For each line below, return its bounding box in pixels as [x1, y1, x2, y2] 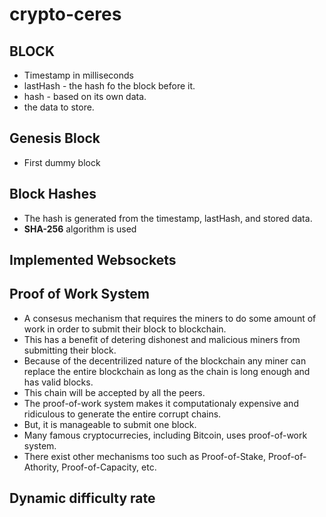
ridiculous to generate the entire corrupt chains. [23, 408, 222, 420]
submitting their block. [23, 344, 117, 356]
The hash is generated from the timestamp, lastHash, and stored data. [23, 212, 313, 224]
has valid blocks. [23, 376, 94, 388]
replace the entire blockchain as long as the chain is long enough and [23, 365, 311, 377]
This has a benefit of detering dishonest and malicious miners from [23, 333, 301, 345]
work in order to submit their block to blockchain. [23, 323, 227, 335]
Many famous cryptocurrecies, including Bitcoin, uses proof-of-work [23, 429, 308, 441]
